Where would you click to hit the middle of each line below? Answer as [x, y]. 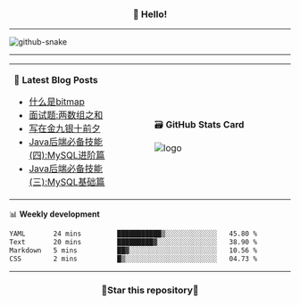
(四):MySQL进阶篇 [67, 155]
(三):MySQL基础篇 [67, 182]
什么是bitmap [57, 102]
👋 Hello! [150, 14]
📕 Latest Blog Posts [56, 80]
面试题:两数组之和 [66, 115]
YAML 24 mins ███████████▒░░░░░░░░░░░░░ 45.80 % [133, 234]
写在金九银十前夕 [65, 128]
